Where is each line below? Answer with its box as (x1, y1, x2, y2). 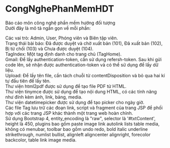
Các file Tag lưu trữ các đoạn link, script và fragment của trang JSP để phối (5, 105, 163, 111)
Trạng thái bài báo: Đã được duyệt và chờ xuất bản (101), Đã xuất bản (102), (5, 40, 163, 46)
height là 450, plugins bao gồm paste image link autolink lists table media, (5, 121, 160, 127)
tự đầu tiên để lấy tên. (5, 78, 51, 84)
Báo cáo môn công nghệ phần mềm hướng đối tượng (5, 20, 116, 26)
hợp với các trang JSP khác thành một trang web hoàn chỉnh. (5, 110, 133, 116)
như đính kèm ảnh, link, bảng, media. (5, 94, 83, 100)
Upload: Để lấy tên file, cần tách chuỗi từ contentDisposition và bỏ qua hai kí (5, 72, 165, 78)
